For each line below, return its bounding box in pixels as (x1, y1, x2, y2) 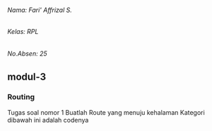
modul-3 (7, 71, 47, 83)
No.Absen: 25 (7, 49, 47, 58)
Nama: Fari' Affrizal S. (7, 6, 73, 14)
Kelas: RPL (7, 27, 39, 36)
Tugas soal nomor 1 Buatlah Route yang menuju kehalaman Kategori (7, 108, 205, 116)
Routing (7, 92, 35, 102)
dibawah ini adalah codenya (7, 116, 89, 124)
